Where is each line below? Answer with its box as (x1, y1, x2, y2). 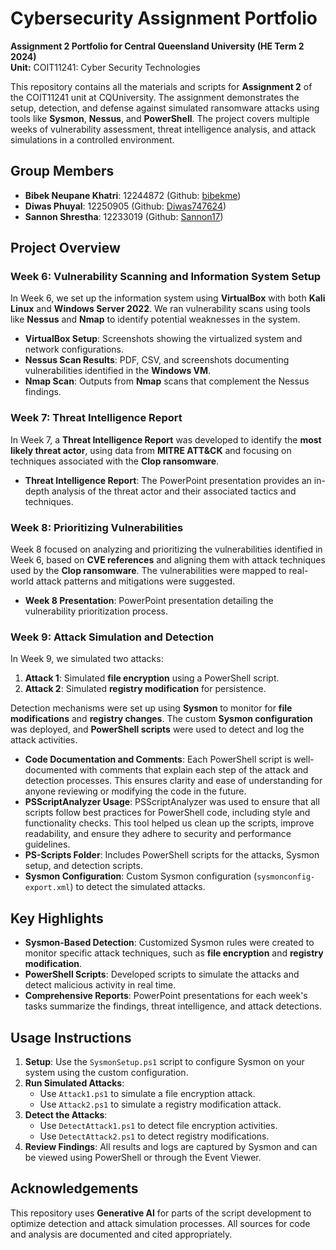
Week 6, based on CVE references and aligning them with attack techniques (10, 554, 326, 566)
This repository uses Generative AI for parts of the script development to (10, 1207, 312, 1219)
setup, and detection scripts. (24, 860, 143, 872)
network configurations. (24, 343, 125, 356)
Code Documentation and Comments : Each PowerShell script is (24, 753, 292, 766)
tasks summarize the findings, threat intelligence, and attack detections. (24, 1000, 322, 1012)
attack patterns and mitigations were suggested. (35, 575, 236, 587)
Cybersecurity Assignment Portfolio (10, 7, 318, 30)
